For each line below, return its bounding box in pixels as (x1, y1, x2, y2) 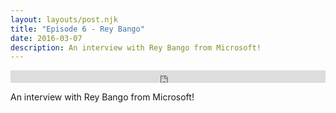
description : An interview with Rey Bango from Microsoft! (10, 42, 262, 53)
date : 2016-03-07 (10, 33, 83, 43)
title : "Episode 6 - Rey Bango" (10, 24, 145, 34)
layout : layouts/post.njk (10, 14, 118, 25)
